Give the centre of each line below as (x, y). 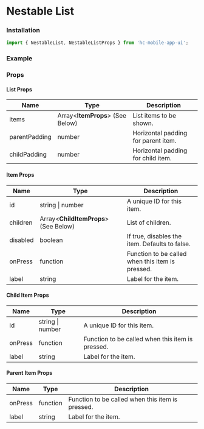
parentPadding (30, 137)
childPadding (28, 155)
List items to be (154, 116)
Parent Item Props (29, 373)
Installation (23, 30)
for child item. (152, 158)
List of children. (149, 222)
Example (19, 58)
